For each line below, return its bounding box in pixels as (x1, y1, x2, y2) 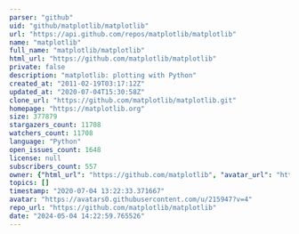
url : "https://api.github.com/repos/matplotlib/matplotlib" (9, 29, 238, 38)
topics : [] (9, 179, 50, 188)
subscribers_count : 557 (9, 162, 98, 171)
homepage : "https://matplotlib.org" (9, 104, 145, 113)
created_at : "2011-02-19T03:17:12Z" (9, 79, 145, 88)
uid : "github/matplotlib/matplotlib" (9, 21, 149, 30)
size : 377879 (9, 112, 58, 121)
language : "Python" (9, 137, 82, 146)
